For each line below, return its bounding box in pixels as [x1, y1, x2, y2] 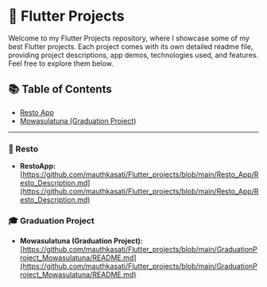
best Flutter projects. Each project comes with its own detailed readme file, [8, 41, 253, 51]
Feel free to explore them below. [8, 59, 114, 68]
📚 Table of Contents [8, 82, 113, 96]
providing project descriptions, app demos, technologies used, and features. [8, 50, 259, 59]
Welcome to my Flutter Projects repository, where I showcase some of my [8, 33, 250, 43]
